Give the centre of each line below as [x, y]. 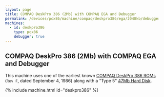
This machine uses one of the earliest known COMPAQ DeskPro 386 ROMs [81, 75]
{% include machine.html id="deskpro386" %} [52, 90]
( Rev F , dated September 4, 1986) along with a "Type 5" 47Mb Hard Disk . [79, 81]
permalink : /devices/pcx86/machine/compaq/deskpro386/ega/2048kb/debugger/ [84, 18]
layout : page [18, 9]
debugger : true [29, 37]
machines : [15, 23]
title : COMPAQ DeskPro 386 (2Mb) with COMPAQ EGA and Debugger [71, 14]
